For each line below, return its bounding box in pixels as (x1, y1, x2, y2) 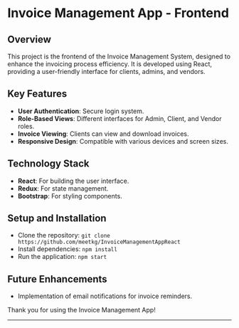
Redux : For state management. (17, 184, 109, 193)
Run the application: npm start (17, 253, 107, 261)
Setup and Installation (7, 212, 107, 225)
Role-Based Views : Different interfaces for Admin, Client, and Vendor (17, 114, 222, 122)
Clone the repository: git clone (17, 231, 110, 240)
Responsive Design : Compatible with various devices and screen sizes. (17, 137, 229, 145)
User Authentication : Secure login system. (17, 107, 144, 115)
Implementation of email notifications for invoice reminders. (17, 292, 193, 300)
